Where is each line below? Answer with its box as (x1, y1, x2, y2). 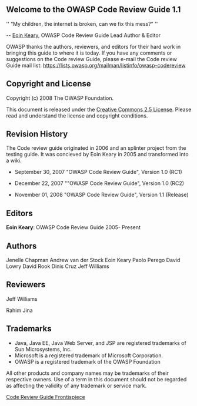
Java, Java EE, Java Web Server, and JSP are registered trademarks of (14, 339, 186, 346)
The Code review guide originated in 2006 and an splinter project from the (6, 145, 186, 152)
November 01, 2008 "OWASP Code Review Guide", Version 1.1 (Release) (14, 191, 189, 199)
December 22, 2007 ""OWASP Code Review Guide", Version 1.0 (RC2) (14, 180, 184, 187)
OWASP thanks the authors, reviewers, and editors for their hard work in (6, 43, 181, 50)
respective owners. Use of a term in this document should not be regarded (6, 375, 187, 382)
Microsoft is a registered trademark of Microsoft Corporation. (14, 352, 163, 359)
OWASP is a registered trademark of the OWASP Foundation (14, 358, 161, 365)
